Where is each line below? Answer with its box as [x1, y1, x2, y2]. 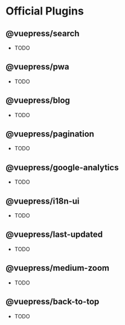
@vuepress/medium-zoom [5, 263, 110, 273]
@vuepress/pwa [5, 62, 69, 72]
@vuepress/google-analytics [5, 162, 119, 173]
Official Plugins [5, 4, 84, 18]
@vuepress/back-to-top [5, 297, 100, 307]
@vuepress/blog [5, 95, 71, 106]
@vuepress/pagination [5, 129, 95, 140]
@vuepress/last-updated [5, 230, 103, 240]
